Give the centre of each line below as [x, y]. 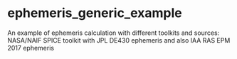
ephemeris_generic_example [95, 13]
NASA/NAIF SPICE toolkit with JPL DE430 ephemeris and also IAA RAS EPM [119, 40]
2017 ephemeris [31, 48]
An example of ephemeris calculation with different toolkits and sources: [114, 33]
